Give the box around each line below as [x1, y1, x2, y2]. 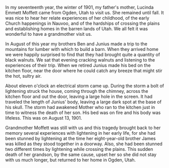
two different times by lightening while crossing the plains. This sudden [5, 146, 153, 152]
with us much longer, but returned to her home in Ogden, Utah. [5, 157, 136, 163]
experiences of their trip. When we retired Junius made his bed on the [5, 63, 151, 68]
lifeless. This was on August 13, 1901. [5, 115, 82, 121]
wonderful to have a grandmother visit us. [5, 31, 92, 37]
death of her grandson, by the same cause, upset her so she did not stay [5, 151, 157, 157]
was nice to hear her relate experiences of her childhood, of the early [5, 15, 150, 21]
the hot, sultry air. [5, 73, 42, 79]
